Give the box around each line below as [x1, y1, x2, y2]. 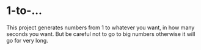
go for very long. [6, 37, 49, 44]
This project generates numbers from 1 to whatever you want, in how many [6, 24, 195, 31]
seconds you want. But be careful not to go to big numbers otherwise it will [6, 30, 196, 37]
